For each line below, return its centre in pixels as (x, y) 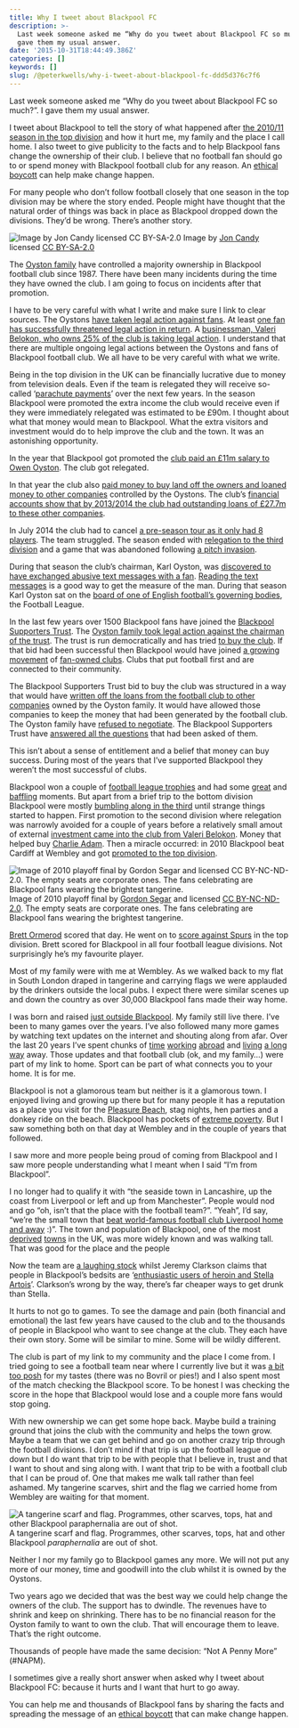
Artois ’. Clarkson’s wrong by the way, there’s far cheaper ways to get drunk (147, 1284)
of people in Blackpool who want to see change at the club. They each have (148, 1330)
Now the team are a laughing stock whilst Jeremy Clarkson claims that (138, 1265)
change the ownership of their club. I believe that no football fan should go (146, 156)
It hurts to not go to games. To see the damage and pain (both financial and (148, 1310)
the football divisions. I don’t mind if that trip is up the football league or (140, 1449)
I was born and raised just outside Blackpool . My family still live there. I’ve (145, 1017)
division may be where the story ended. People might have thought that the (147, 201)
